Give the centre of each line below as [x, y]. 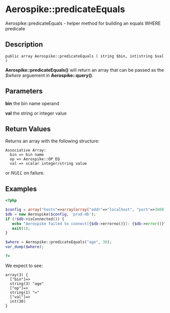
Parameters [24, 91]
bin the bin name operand [32, 103]
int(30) [18, 301]
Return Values [28, 129]
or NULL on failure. [25, 173]
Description [24, 45]
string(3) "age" [27, 284]
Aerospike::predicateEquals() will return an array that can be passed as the [85, 70]
